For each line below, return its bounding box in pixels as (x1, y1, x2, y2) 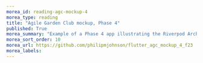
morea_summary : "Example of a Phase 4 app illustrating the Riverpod (6, 31, 185, 37)
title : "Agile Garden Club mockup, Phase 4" (6, 20, 120, 26)
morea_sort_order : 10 (6, 37, 61, 43)
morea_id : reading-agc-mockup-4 (6, 8, 88, 15)
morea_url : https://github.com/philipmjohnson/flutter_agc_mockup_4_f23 (6, 43, 193, 49)
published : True (6, 25, 47, 32)
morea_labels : (6, 48, 42, 54)
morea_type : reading (6, 14, 59, 20)
